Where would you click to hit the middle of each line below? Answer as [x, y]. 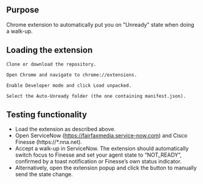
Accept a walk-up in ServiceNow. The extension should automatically [102, 149]
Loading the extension [50, 50]
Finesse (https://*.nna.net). [49, 142]
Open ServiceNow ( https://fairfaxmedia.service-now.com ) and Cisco [101, 135]
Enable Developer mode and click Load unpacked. [69, 85]
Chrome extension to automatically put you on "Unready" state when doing [100, 24]
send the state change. [44, 174]
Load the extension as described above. [65, 129]
